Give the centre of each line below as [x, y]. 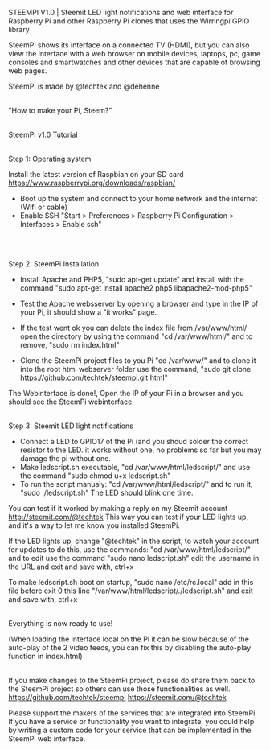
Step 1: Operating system [50, 159]
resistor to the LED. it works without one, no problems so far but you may [141, 450]
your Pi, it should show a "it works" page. [88, 312]
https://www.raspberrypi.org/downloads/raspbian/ [92, 183]
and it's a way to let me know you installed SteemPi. [94, 525]
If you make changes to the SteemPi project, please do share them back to [132, 680]
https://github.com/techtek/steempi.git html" [94, 377]
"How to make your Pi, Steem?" [60, 110]
